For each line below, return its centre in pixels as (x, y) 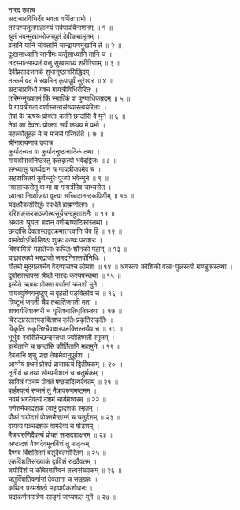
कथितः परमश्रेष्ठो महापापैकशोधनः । (50, 488)
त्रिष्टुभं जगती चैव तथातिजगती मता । (53, 302)
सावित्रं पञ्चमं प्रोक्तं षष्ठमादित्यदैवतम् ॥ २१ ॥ (63, 382)
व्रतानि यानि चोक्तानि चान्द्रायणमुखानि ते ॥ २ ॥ (65, 45)
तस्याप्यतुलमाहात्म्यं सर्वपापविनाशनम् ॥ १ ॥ (60, 28)
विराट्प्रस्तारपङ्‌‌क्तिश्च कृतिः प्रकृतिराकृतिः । (61, 320)
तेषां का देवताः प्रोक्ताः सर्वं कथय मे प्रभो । (57, 125)
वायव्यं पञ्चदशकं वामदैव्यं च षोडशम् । (54, 426)
